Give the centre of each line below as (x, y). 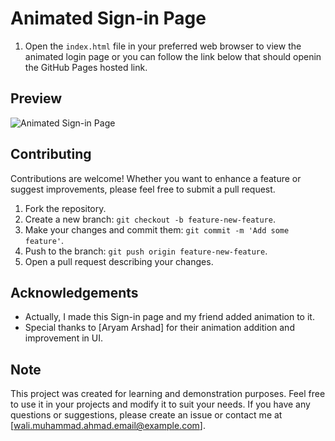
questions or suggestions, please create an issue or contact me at (146, 415)
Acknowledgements (74, 292)
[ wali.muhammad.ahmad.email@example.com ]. (108, 426)
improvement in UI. (63, 338)
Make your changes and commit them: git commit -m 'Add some (157, 229)
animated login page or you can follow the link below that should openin (173, 56)
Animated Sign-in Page (108, 18)
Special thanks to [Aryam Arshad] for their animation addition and (159, 328)
